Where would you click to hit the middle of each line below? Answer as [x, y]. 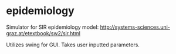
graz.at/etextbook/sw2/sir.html [43, 33]
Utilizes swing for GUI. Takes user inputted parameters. [73, 45]
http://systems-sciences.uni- [135, 27]
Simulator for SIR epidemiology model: [53, 27]
